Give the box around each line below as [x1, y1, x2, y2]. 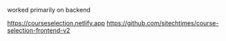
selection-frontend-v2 [7, 27, 70, 34]
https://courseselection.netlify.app [7, 19, 106, 27]
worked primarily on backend [7, 6, 91, 14]
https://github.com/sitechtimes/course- [106, 19, 219, 27]
